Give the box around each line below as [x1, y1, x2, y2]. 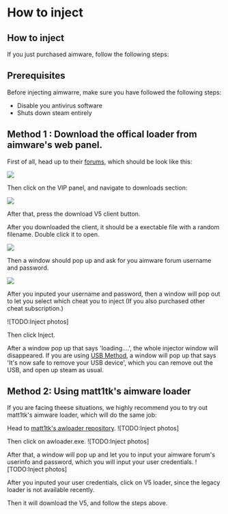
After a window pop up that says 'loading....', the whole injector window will [7, 344, 218, 352]
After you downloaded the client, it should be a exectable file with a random [7, 222, 220, 231]
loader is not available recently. [7, 486, 95, 494]
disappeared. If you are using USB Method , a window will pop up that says [7, 351, 216, 359]
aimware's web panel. [7, 139, 103, 151]
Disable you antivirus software [16, 101, 102, 110]
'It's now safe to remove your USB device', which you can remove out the [7, 358, 214, 367]
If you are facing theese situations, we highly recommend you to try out [7, 404, 208, 412]
